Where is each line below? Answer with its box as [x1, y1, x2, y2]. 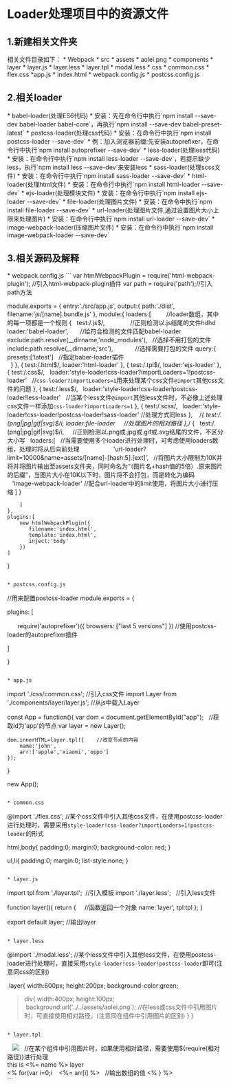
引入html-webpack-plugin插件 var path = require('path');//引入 [36, 279, 213, 287]
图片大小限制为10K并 [164, 453, 223, 461]
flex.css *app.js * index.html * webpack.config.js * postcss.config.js [7, 70, 200, 78]
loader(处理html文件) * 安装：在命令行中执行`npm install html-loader [7, 180, 200, 188]
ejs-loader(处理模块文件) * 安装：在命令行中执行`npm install [25, 188, 195, 197]
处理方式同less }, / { [145, 410, 205, 419]
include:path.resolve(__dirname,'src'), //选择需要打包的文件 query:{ [7, 344, 217, 353]
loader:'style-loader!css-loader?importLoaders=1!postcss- [49, 368, 216, 376]
